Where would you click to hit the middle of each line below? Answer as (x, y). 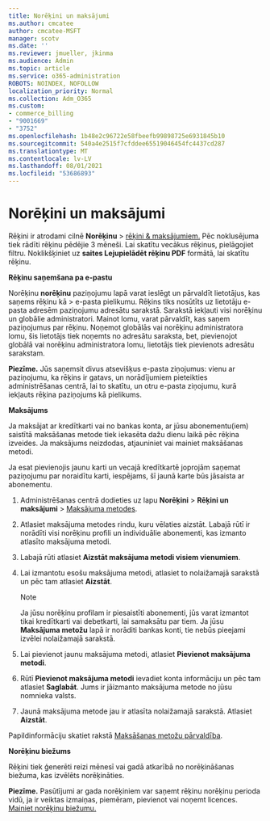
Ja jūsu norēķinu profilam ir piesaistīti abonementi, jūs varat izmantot (134, 613)
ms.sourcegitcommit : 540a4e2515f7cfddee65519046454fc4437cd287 (117, 143)
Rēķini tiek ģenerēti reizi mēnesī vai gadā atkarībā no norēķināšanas (121, 766)
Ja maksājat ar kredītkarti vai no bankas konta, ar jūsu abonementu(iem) (129, 426)
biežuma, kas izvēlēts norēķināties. (66, 775)
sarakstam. (27, 353)
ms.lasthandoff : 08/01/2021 (56, 166)
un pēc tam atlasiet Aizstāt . (66, 581)
